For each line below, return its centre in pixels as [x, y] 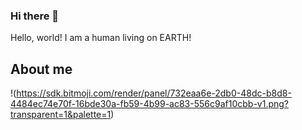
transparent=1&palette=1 [61, 115]
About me [41, 69]
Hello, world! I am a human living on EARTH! [101, 38]
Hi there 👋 [35, 16]
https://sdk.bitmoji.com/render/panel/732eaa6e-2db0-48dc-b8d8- [154, 93]
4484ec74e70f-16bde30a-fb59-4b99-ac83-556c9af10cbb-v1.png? [150, 104]
